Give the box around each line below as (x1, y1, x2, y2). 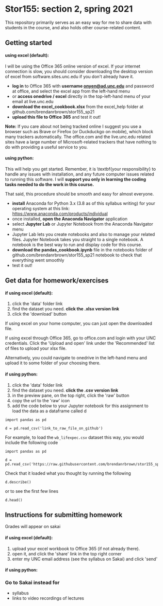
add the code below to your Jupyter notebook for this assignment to (12, 403, 149, 409)
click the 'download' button (12, 311, 67, 317)
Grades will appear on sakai (5, 524, 61, 530)
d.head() (5, 498, 23, 502)
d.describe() (5, 480, 32, 484)
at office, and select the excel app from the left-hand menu (12, 88, 130, 94)
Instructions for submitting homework (5, 511, 123, 519)
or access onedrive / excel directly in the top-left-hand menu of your (12, 93, 151, 99)
